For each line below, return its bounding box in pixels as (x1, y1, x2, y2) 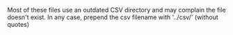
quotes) (7, 21, 30, 28)
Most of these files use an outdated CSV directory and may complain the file (7, 6, 226, 14)
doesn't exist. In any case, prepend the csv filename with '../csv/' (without (7, 13, 219, 21)
